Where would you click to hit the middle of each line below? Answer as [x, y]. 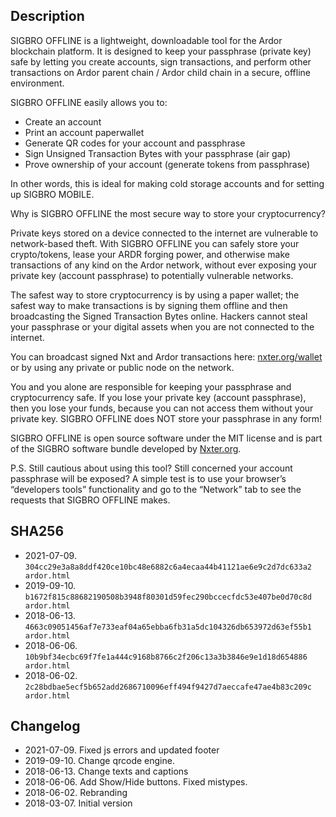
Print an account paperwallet [84, 132]
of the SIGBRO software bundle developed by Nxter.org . [126, 448]
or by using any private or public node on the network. [122, 367]
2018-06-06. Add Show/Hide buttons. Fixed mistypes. [136, 782]
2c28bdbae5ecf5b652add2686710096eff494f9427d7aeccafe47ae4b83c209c [168, 687]
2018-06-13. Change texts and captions [106, 771]
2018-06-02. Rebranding [76, 793]
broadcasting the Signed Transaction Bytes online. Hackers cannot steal [159, 316]
